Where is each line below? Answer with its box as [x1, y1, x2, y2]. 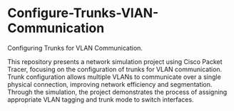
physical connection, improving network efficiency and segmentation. [7, 80, 213, 88]
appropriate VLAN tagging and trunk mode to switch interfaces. [7, 95, 194, 104]
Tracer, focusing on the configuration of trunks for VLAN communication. [7, 65, 223, 73]
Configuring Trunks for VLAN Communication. [7, 43, 143, 52]
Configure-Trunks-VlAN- [7, 5, 159, 21]
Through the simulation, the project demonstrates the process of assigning [7, 88, 228, 96]
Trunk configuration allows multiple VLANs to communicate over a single [7, 73, 221, 81]
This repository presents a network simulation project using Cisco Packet [7, 57, 223, 65]
